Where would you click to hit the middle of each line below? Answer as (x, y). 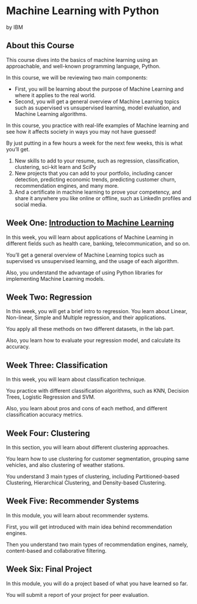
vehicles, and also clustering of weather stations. (66, 465)
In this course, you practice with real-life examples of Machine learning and (98, 125)
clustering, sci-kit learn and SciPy (55, 167)
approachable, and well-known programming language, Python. (83, 66)
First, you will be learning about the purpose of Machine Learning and (99, 89)
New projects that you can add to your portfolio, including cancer (94, 173)
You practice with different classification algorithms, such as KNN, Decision (98, 391)
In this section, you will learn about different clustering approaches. (88, 447)
